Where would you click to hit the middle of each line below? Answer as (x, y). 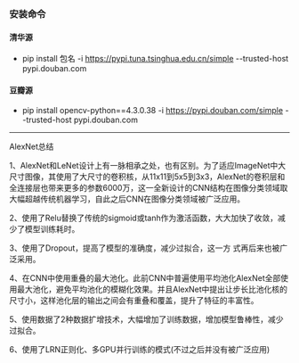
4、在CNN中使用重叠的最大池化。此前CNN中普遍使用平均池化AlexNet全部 (145, 278)
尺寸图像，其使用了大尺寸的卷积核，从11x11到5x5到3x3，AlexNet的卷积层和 (147, 177)
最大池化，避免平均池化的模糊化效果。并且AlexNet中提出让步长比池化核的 (152, 289)
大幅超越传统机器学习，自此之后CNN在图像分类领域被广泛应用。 (127, 199)
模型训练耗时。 (52, 229)
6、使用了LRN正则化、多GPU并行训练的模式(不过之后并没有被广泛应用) (140, 350)
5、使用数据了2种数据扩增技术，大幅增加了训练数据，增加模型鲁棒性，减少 (146, 319)
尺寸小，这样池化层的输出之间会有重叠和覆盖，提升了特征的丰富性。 (134, 301)
